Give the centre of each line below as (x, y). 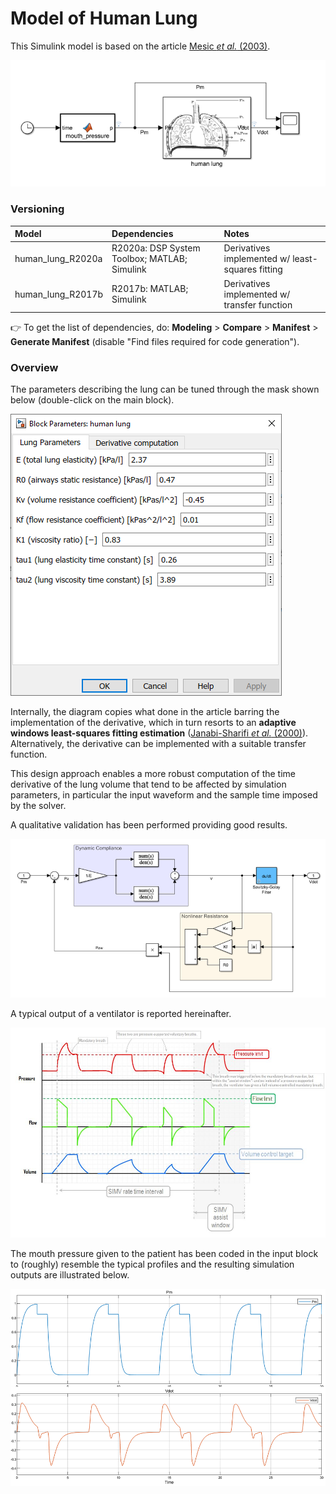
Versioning (37, 209)
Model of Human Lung (104, 18)
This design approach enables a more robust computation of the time (153, 774)
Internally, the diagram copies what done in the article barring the (145, 712)
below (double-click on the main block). (92, 400)
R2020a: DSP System (156, 248)
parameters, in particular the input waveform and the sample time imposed (164, 795)
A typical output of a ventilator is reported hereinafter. (121, 1014)
